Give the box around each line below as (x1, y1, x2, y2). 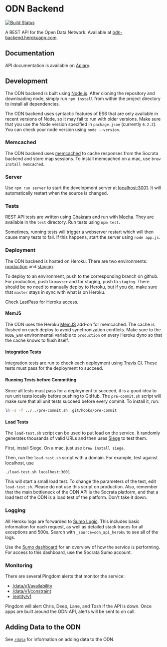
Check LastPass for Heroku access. (5, 299, 79, 305)
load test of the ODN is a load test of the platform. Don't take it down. (5, 494, 148, 500)
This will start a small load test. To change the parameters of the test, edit (5, 478, 156, 484)
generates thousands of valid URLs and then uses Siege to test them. (5, 435, 148, 441)
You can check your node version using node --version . (5, 126, 121, 133)
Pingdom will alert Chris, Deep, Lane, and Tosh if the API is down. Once (5, 603, 152, 609)
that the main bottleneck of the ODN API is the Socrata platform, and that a (5, 489, 159, 495)
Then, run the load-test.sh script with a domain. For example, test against (5, 455, 158, 461)
